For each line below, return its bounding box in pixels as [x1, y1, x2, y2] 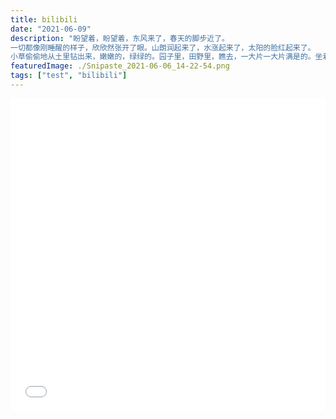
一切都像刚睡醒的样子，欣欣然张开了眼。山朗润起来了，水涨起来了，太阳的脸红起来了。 [10, 42, 316, 53]
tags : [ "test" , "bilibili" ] [10, 71, 128, 81]
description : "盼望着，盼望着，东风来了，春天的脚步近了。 [10, 33, 230, 43]
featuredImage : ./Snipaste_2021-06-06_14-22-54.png [10, 61, 230, 71]
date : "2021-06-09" [10, 24, 92, 34]
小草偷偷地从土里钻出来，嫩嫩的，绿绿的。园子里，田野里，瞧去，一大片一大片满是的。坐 [10, 52, 323, 62]
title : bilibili [10, 14, 78, 25]
